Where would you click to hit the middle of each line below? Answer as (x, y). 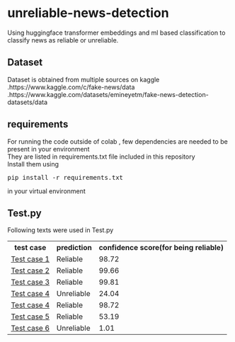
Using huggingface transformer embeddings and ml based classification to (116, 33)
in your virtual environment (47, 191)
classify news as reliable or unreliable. (63, 40)
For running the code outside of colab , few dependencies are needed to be (117, 141)
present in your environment (48, 149)
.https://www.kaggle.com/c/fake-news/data (71, 87)
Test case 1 (30, 259)
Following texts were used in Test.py (61, 230)
